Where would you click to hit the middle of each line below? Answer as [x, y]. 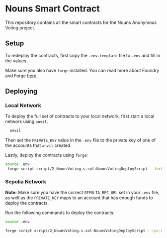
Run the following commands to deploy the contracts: [60, 213]
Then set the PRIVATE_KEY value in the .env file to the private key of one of [81, 140]
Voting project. [20, 27]
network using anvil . [27, 121]
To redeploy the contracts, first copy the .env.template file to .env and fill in [83, 55]
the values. [16, 61]
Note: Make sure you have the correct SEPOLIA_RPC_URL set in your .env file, [82, 193]
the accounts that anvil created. [38, 145]
